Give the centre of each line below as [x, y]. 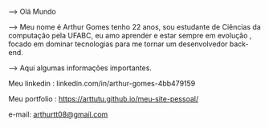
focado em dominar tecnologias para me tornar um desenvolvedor [118, 44]
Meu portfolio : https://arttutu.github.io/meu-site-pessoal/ [104, 99]
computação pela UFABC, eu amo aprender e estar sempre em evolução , [130, 36]
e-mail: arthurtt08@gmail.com [58, 114]
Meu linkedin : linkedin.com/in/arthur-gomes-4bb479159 [102, 83]
